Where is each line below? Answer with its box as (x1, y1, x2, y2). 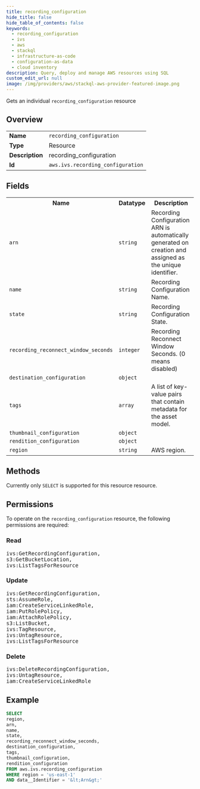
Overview (6, 115, 43, 125)
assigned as (151, 253, 185, 262)
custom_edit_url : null (6, 75, 62, 81)
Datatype (118, 198, 146, 207)
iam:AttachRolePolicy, (6, 613, 73, 621)
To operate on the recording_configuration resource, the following (6, 515, 171, 523)
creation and (151, 245, 186, 254)
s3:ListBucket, (6, 619, 51, 627)
